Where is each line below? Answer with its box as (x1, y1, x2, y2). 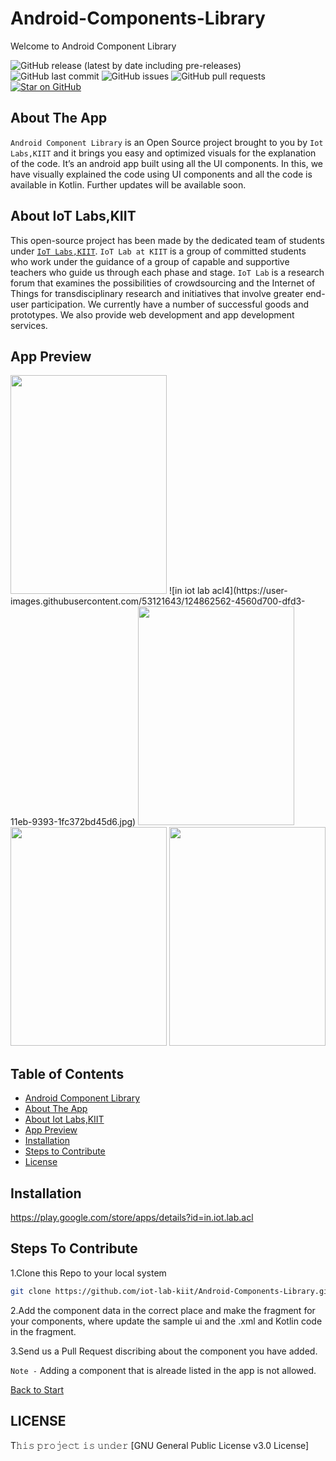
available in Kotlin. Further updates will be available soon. (10, 178, 247, 191)
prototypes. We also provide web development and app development (10, 308, 295, 321)
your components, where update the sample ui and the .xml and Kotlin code (10, 1315, 323, 1327)
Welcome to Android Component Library (10, 40, 177, 52)
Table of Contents (10, 1065, 125, 1082)
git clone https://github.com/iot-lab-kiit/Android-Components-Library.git (10, 1286, 333, 1296)
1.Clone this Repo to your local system (10, 1267, 167, 1279)
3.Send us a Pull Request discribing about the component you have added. (10, 1345, 318, 1357)
